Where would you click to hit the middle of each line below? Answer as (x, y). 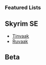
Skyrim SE (21, 24)
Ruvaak (20, 41)
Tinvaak (20, 36)
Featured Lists (23, 8)
